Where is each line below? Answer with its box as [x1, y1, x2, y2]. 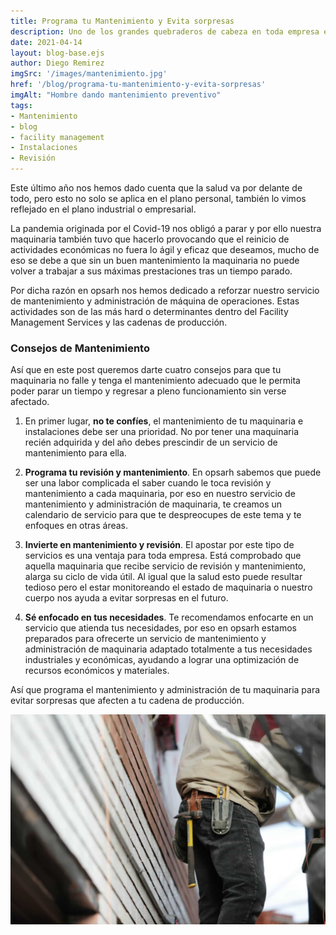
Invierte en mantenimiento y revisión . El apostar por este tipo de [24, 539, 295, 551]
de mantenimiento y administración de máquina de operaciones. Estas [10, 295, 300, 307]
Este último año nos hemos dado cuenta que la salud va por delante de [10, 182, 303, 194]
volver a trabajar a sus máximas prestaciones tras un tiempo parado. [10, 265, 293, 277]
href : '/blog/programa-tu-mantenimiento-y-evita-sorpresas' [10, 80, 267, 90]
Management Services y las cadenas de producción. [10, 316, 228, 328]
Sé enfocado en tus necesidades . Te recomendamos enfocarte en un [24, 611, 314, 624]
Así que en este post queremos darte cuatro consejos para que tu [10, 364, 282, 376]
